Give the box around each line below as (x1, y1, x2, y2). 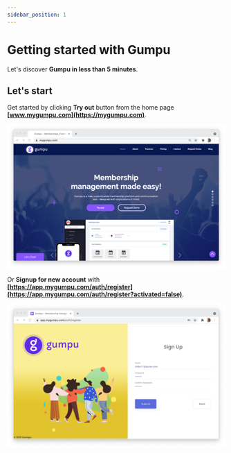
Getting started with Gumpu (7, 42, 171, 58)
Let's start (7, 85, 53, 96)
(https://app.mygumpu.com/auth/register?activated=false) (7, 290, 183, 298)
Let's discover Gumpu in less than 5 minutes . (7, 65, 138, 73)
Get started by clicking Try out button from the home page (7, 103, 174, 112)
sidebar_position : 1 (7, 11, 67, 18)
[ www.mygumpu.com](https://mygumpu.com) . (7, 111, 147, 119)
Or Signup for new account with (7, 275, 100, 284)
